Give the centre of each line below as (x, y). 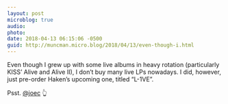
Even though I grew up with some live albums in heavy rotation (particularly (113, 65)
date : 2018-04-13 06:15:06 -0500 (55, 39)
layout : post (26, 13)
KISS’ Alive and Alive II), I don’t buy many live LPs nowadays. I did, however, (114, 72)
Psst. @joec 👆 (27, 93)
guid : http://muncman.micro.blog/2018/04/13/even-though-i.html (101, 45)
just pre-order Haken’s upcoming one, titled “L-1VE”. (80, 79)
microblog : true (30, 20)
